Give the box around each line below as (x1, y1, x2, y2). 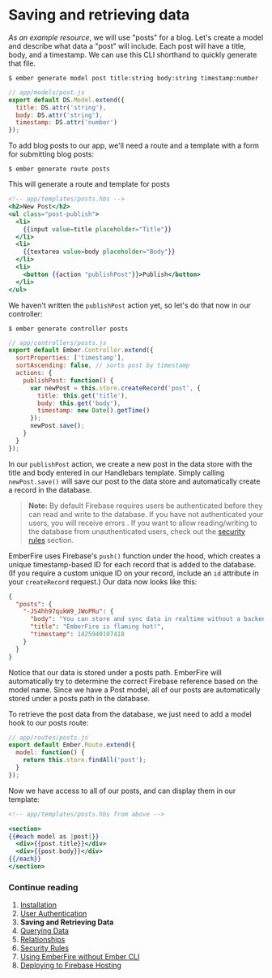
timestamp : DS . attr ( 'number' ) (15, 118, 117, 127)
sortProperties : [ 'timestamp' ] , (15, 354, 125, 362)
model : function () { (15, 748, 85, 756)
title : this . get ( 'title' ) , (37, 391, 129, 399)
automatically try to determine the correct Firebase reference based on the (8, 676, 258, 686)
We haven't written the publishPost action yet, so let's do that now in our (8, 300, 251, 310)
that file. (8, 58, 36, 68)
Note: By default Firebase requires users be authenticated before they (28, 501, 263, 511)
